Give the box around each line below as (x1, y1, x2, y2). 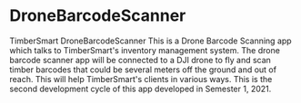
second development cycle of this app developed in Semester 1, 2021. (9, 83, 272, 94)
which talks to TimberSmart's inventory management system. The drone (9, 44, 280, 55)
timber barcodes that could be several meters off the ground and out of (9, 64, 277, 75)
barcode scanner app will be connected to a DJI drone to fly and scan (9, 54, 271, 65)
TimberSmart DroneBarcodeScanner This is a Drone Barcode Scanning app (9, 35, 293, 46)
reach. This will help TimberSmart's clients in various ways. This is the (9, 73, 273, 84)
